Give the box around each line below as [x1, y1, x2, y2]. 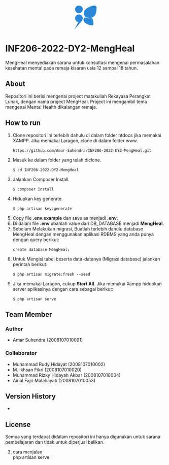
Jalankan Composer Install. [12, 176, 70, 182]
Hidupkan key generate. [12, 195, 63, 202]
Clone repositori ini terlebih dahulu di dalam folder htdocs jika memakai [12, 132, 161, 138]
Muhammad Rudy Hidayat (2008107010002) [12, 361, 106, 367]
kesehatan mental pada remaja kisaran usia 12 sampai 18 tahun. [5, 64, 138, 71]
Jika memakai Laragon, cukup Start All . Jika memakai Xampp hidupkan [12, 280, 162, 287]
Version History [5, 392, 56, 401]
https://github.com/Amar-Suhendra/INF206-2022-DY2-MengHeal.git [12, 148, 152, 153]
